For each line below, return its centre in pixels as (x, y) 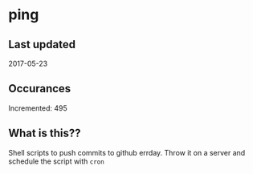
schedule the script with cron (56, 161)
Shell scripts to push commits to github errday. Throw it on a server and (127, 152)
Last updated (42, 45)
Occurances (40, 89)
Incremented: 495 (38, 108)
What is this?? (45, 134)
